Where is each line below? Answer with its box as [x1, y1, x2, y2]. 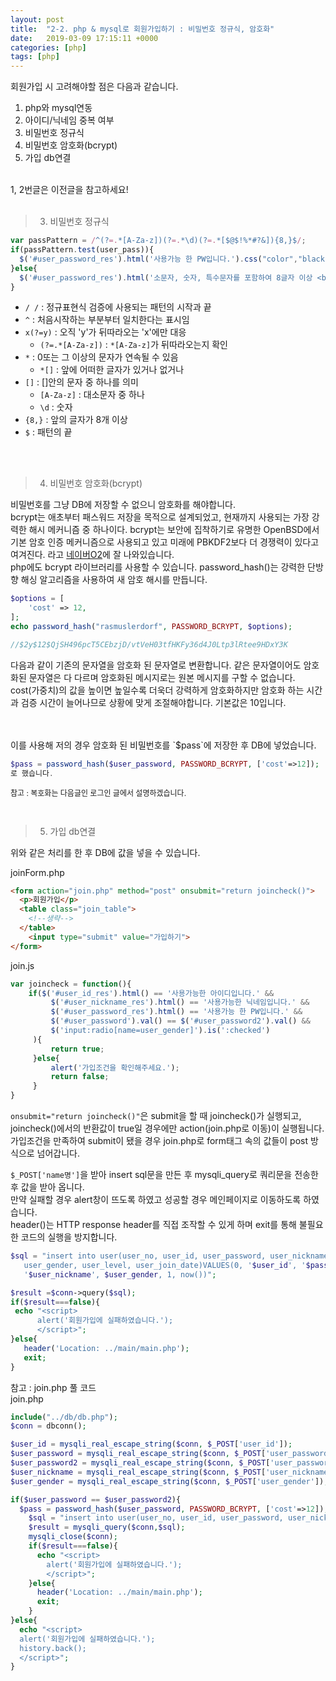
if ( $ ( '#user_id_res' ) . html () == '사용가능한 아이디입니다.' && [28, 988, 275, 998]
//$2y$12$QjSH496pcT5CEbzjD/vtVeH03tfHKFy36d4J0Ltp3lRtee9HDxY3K [10, 639, 288, 650]
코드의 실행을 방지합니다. [20, 1231, 118, 1243]
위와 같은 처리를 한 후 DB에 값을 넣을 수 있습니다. [10, 846, 201, 858]
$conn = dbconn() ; [10, 1421, 87, 1431]
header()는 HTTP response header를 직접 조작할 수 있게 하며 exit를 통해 [10, 1219, 297, 1230]
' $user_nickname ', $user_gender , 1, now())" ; [23, 1269, 217, 1280]
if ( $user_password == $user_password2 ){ [10, 1494, 182, 1505]
